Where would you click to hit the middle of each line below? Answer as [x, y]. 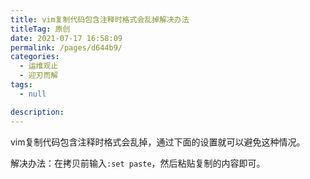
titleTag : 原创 [40, 29]
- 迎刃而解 [39, 76]
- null [33, 94]
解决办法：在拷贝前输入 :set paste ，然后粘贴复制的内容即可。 [138, 163]
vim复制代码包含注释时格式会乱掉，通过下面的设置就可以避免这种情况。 [158, 142]
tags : [21, 85]
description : [37, 112]
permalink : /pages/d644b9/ [66, 47]
